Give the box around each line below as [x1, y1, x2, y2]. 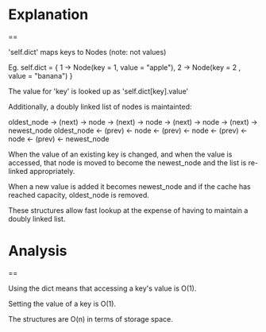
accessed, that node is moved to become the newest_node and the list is [8, 157, 247, 168]
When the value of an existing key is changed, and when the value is [8, 149, 233, 159]
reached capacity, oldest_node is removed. [8, 190, 149, 199]
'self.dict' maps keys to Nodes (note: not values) [8, 47, 167, 56]
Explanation [8, 6, 89, 24]
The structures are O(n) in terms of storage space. [8, 314, 173, 323]
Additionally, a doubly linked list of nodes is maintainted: [8, 102, 192, 111]
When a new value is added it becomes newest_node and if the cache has [8, 181, 252, 191]
